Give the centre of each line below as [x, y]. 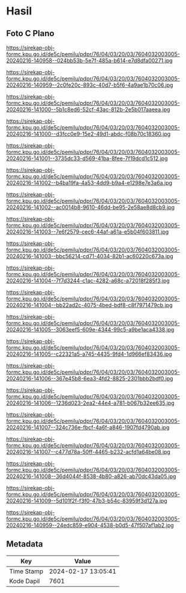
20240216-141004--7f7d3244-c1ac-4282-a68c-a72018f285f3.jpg [88, 281]
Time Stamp [26, 571]
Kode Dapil [25, 581]
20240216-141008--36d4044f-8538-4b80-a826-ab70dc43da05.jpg [91, 476]
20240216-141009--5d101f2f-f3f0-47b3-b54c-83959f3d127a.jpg [87, 501]
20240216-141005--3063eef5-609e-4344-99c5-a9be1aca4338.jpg [90, 330]
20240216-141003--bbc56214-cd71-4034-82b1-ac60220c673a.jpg [90, 256]
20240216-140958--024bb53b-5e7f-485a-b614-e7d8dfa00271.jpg [89, 61]
